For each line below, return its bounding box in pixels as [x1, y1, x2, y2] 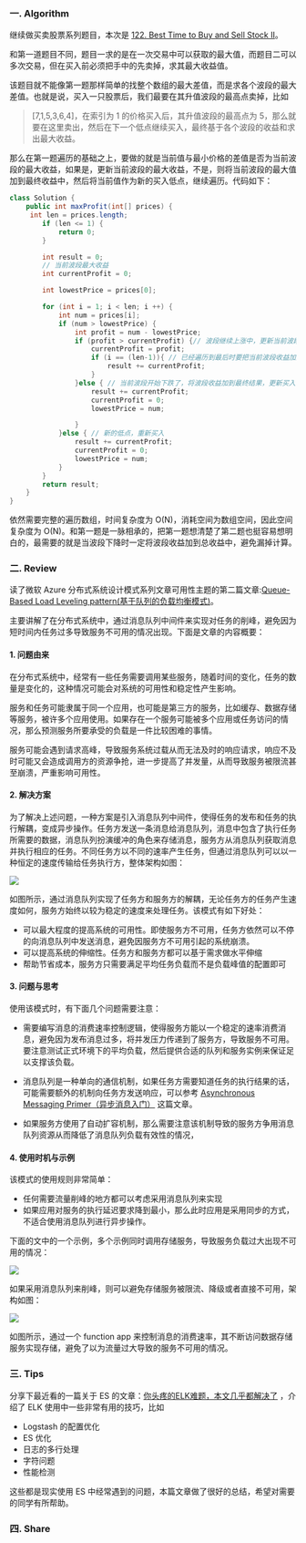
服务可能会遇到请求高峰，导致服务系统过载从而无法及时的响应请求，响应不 [9, 744, 289, 755]
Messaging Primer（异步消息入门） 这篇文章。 [22, 1099, 198, 1110]
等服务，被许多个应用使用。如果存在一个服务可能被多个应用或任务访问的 [9, 713, 280, 725]
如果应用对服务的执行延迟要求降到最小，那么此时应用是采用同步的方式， [22, 1205, 294, 1216]
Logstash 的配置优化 [22, 1421, 100, 1432]
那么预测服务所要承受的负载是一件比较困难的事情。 [25, 725, 217, 735]
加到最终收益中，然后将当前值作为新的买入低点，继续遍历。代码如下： [9, 175, 273, 187]
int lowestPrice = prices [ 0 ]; [42, 286, 157, 295]
